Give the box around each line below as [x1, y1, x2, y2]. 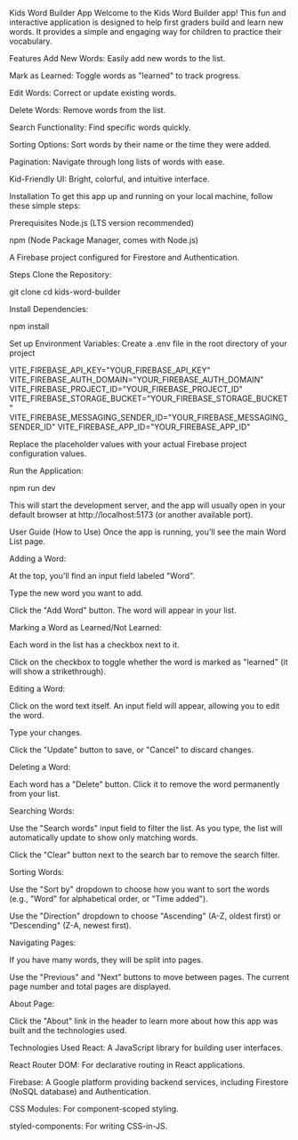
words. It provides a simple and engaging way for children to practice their [9, 27, 282, 36]
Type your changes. [9, 727, 83, 737]
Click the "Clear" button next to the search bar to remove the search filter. [9, 849, 280, 860]
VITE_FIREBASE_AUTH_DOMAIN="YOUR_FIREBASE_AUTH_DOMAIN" [9, 374, 264, 385]
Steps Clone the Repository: [9, 269, 112, 279]
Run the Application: [9, 466, 84, 476]
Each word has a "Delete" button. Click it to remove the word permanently [9, 779, 280, 790]
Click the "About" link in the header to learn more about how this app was [9, 1016, 278, 1026]
